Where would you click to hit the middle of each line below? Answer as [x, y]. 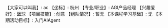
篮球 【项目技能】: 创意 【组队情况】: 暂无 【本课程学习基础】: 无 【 [87, 14]
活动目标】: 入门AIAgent [35, 20]
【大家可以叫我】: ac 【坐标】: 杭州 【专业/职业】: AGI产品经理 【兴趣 [78, 7]
